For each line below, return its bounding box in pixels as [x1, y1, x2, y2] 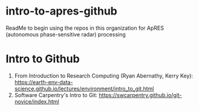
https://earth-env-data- [14, 78, 73, 86]
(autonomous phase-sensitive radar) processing [5, 30, 126, 38]
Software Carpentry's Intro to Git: [14, 91, 98, 98]
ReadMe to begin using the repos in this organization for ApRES [5, 24, 165, 32]
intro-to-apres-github [5, 4, 117, 18]
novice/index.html [14, 98, 59, 105]
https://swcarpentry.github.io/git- [99, 91, 182, 98]
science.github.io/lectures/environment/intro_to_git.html [14, 85, 154, 92]
